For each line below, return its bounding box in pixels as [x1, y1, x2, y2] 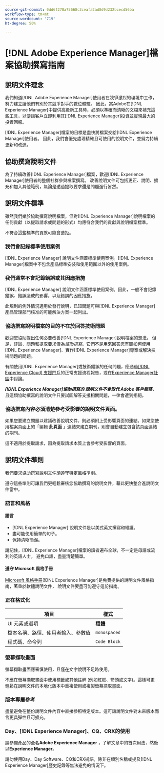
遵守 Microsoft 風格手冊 [5, 565, 53, 571]
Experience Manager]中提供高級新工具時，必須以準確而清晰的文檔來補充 [5, 107, 151, 113]
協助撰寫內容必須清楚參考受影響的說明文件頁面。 [5, 405, 121, 412]
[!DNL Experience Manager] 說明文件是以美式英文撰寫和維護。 [12, 525, 138, 530]
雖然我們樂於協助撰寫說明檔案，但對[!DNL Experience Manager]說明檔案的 [5, 213, 155, 219]
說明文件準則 [5, 456, 44, 464]
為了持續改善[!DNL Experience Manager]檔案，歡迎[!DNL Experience [5, 172, 144, 177]
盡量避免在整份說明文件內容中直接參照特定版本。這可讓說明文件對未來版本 [5, 708, 155, 714]
